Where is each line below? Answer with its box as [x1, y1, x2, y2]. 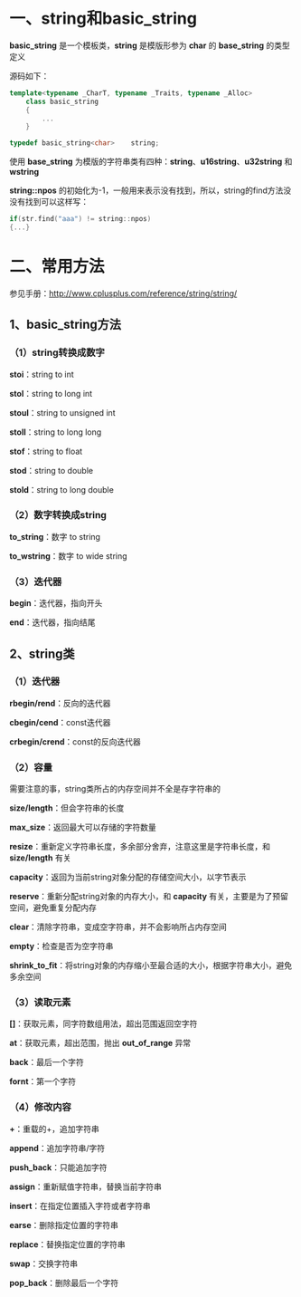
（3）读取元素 [9, 996, 71, 1009]
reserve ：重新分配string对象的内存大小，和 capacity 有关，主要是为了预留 [9, 891, 289, 902]
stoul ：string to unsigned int [9, 407, 116, 418]
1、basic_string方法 [9, 317, 122, 332]
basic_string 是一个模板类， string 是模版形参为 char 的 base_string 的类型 [9, 40, 291, 51]
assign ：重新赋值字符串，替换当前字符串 [9, 1181, 163, 1192]
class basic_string [25, 97, 99, 106]
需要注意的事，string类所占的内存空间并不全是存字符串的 [9, 783, 221, 794]
